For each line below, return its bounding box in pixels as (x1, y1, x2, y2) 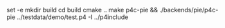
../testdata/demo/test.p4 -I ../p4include (17, 13, 129, 21)
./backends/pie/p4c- (159, 6, 219, 14)
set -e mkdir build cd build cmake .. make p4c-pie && (6, 6, 159, 14)
